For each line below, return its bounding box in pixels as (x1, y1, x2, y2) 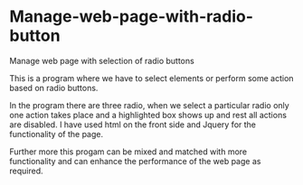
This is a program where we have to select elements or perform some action (9, 72, 294, 83)
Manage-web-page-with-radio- (9, 6, 254, 27)
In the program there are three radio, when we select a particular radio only (9, 99, 289, 110)
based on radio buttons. (9, 82, 99, 93)
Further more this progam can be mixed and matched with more (9, 146, 248, 157)
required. (9, 165, 43, 176)
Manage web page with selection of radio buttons (9, 55, 194, 66)
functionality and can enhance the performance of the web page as (9, 155, 261, 166)
